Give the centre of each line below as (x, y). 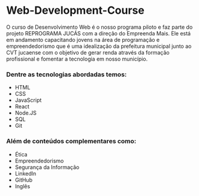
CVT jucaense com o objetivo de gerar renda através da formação (88, 52)
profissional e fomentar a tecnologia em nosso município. (77, 59)
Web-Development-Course (76, 10)
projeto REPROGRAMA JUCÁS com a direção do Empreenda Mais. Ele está (98, 33)
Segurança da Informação (47, 167)
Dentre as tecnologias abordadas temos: (67, 74)
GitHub (24, 180)
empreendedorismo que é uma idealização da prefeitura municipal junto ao (99, 46)
